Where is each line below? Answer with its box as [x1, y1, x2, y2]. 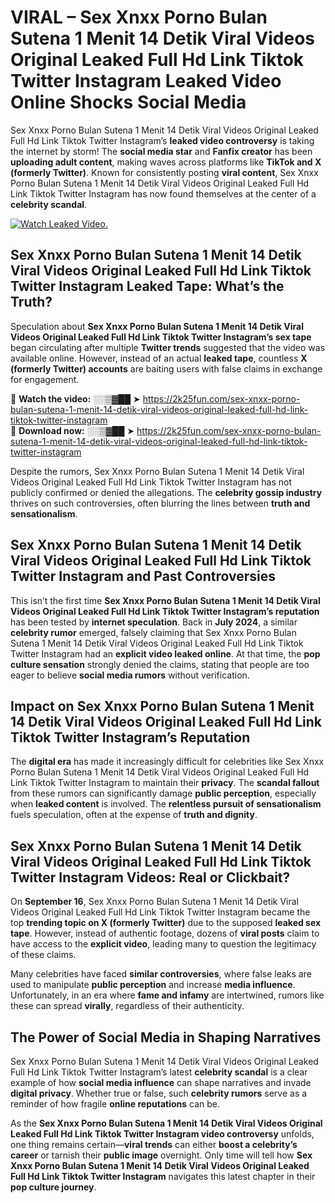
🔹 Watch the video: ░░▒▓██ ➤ [10, 392, 141, 405]
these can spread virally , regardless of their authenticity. [10, 1000, 245, 1012]
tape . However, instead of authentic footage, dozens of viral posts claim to [10, 927, 320, 940]
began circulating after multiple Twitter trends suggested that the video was [10, 341, 326, 353]
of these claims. [10, 949, 77, 961]
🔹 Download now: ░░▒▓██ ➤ [10, 424, 135, 436]
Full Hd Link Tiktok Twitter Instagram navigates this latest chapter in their [10, 1171, 316, 1182]
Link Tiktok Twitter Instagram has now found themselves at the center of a [10, 187, 317, 200]
